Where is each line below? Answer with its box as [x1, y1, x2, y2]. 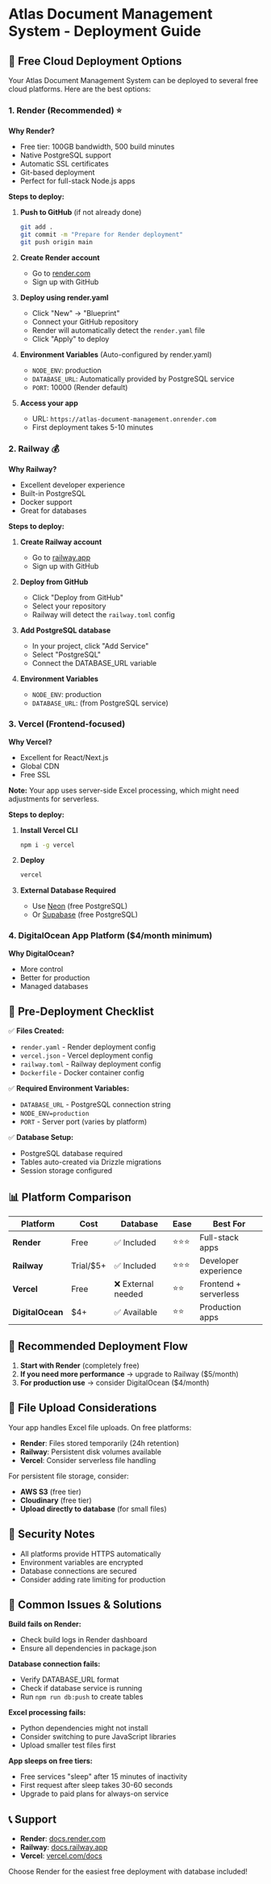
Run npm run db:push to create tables [19, 1692, 144, 1701]
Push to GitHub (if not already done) [19, 208, 142, 217]
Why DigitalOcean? [8, 948, 75, 958]
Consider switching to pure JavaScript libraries [19, 1732, 177, 1742]
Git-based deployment [19, 167, 95, 178]
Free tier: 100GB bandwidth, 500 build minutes [19, 142, 175, 152]
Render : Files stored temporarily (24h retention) [19, 1438, 180, 1448]
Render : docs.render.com [19, 1834, 106, 1844]
